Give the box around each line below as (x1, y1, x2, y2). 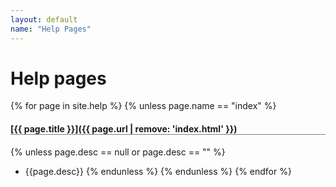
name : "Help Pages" (10, 24, 92, 34)
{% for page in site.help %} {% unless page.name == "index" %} (10, 100, 277, 112)
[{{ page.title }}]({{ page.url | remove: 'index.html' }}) (10, 123, 238, 135)
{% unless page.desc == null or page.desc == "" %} (10, 146, 226, 158)
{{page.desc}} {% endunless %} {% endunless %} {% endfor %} (24, 165, 292, 177)
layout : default (10, 14, 78, 25)
